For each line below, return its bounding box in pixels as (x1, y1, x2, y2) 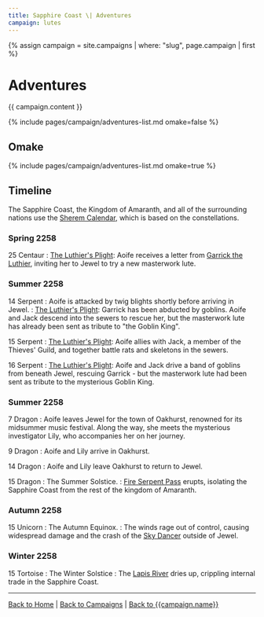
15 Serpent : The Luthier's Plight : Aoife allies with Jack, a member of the (8, 336, 241, 346)
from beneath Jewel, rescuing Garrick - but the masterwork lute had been (8, 369, 247, 378)
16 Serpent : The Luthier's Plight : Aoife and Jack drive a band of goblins (8, 360, 241, 369)
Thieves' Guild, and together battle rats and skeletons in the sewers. (8, 345, 229, 354)
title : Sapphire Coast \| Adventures (8, 11, 132, 20)
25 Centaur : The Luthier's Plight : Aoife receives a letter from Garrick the (8, 251, 244, 260)
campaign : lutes (8, 19, 61, 27)
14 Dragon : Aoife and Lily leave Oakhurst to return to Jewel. (8, 461, 203, 471)
